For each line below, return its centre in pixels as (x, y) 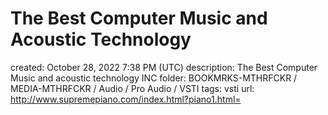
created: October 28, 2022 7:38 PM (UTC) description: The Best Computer (164, 67)
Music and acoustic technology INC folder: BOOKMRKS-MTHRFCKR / (154, 78)
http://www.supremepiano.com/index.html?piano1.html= (126, 99)
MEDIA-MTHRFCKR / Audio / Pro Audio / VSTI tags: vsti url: (132, 88)
